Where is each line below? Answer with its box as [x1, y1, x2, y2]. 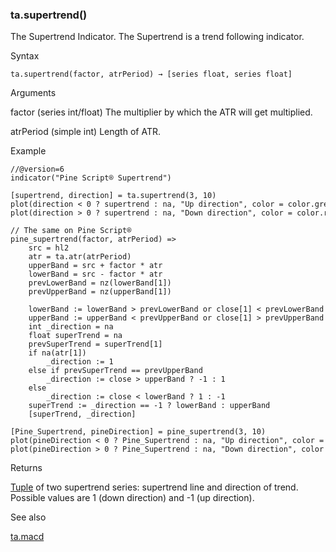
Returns [10, 462, 43, 474]
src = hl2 [28, 243, 70, 253]
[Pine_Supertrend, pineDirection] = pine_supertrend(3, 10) [10, 427, 267, 437]
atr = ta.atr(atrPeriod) [28, 252, 132, 262]
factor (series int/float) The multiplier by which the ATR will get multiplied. [10, 106, 313, 118]
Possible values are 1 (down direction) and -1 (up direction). [10, 492, 255, 504]
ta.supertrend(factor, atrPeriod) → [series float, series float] [10, 69, 293, 80]
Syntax [10, 50, 40, 62]
